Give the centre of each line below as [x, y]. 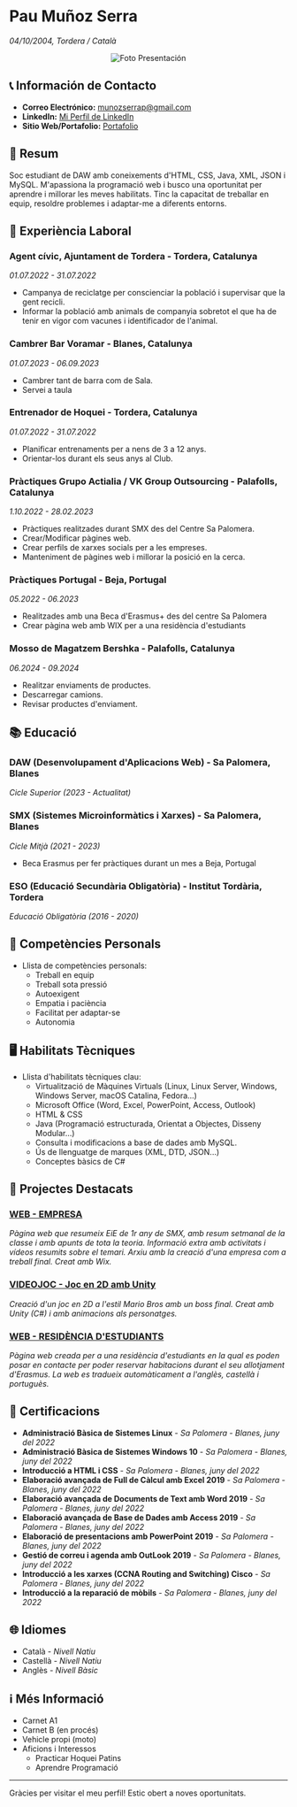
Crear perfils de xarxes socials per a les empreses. [114, 548]
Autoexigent [57, 994]
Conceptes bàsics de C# [80, 1161]
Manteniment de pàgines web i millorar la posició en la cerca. [133, 557]
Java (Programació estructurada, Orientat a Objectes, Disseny [148, 1123]
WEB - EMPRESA [46, 1214]
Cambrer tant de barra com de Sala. [87, 380]
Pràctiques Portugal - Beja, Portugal [88, 580]
